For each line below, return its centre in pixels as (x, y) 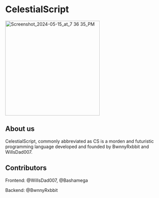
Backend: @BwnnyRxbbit (32, 190)
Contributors (26, 168)
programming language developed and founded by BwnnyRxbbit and (77, 147)
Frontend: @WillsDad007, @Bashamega (47, 180)
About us (20, 129)
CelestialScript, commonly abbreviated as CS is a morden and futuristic (80, 141)
